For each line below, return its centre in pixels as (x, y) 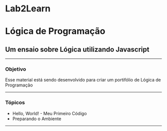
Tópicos (15, 103)
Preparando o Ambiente (37, 119)
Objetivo (16, 69)
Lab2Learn (28, 9)
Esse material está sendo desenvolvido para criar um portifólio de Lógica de (83, 80)
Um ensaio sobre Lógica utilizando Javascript (77, 49)
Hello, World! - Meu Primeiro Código (49, 113)
